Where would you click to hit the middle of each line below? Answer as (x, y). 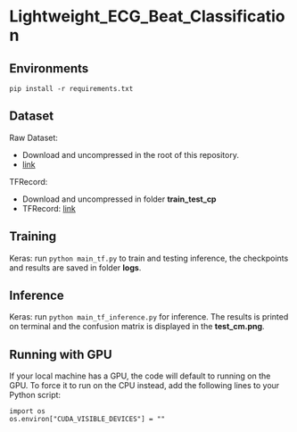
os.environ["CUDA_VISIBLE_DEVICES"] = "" (87, 420)
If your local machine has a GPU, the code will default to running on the (140, 376)
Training (33, 237)
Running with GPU (61, 354)
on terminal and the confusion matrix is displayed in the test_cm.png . (137, 327)
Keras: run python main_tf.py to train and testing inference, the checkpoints (149, 258)
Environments (49, 68)
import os (28, 411)
